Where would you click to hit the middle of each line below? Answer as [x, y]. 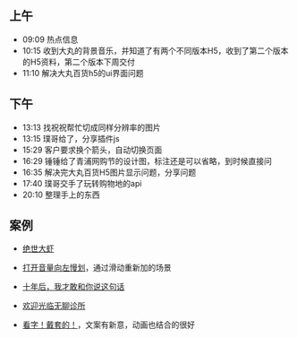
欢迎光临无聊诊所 [54, 306]
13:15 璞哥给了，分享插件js [71, 138]
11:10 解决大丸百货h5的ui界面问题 [83, 73]
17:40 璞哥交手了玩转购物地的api [82, 183]
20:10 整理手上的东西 [61, 195]
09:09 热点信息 [50, 39]
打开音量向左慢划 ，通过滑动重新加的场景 [97, 268]
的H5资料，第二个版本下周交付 [79, 62]
